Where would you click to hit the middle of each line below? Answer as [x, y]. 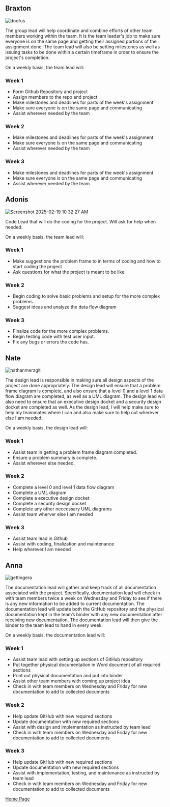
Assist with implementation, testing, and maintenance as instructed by [86, 772]
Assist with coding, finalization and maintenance [63, 544]
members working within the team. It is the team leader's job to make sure [83, 36]
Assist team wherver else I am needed [53, 514]
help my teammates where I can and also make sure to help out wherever [82, 413]
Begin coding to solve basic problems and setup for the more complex [86, 296]
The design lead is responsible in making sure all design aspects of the [80, 380]
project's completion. [27, 57]
